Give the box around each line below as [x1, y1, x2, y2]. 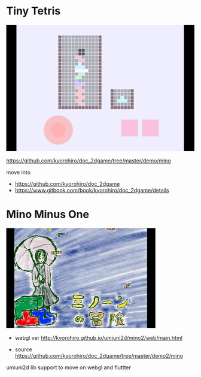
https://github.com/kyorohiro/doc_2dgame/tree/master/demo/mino [6, 157, 172, 164]
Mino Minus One [6, 207, 90, 221]
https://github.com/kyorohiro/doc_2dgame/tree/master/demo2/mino [14, 352, 184, 359]
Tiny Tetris [6, 4, 61, 18]
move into [6, 168, 31, 176]
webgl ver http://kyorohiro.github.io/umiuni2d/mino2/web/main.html [14, 334, 182, 341]
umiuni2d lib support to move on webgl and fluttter [6, 364, 132, 371]
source [14, 346, 33, 353]
